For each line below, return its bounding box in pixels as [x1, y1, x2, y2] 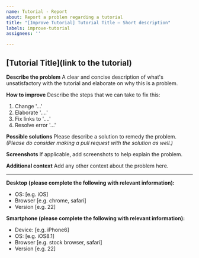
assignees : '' [6, 31, 41, 37]
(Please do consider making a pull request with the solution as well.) [6, 139, 174, 146]
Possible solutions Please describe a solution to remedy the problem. [6, 133, 176, 140]
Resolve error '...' [14, 121, 56, 128]
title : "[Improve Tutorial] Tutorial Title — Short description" [6, 20, 171, 25]
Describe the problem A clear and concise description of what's [6, 73, 164, 80]
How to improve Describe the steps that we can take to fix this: [6, 91, 161, 98]
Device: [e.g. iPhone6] [14, 226, 70, 233]
